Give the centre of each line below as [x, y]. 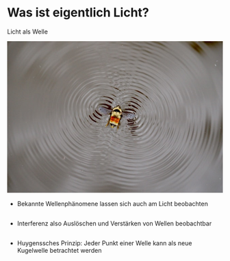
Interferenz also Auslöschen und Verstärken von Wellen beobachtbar [114, 223]
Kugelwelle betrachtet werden [59, 250]
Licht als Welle [27, 32]
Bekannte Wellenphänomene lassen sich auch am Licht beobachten [113, 204]
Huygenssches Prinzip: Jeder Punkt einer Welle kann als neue [104, 243]
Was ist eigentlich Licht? [78, 13]
